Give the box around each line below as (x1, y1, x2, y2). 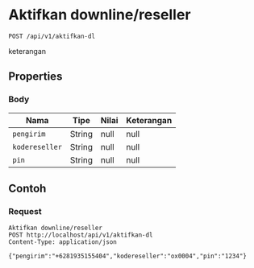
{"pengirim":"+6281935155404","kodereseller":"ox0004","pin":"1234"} (8, 252, 248, 261)
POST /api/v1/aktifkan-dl (8, 32, 95, 40)
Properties (8, 70, 63, 84)
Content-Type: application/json (8, 238, 117, 246)
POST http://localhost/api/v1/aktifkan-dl (8, 231, 153, 239)
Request (8, 205, 42, 216)
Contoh (8, 182, 47, 196)
